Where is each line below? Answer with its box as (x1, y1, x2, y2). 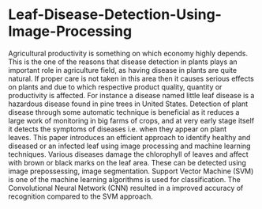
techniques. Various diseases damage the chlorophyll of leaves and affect (8, 149, 249, 159)
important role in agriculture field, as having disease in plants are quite (8, 65, 238, 74)
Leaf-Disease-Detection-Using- (8, 6, 223, 24)
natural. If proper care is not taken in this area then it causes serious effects (8, 74, 254, 83)
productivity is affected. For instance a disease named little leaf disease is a (8, 90, 255, 100)
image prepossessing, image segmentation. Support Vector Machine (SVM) (8, 166, 254, 176)
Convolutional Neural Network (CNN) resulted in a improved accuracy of (8, 183, 244, 192)
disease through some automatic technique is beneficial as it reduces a (8, 107, 240, 116)
